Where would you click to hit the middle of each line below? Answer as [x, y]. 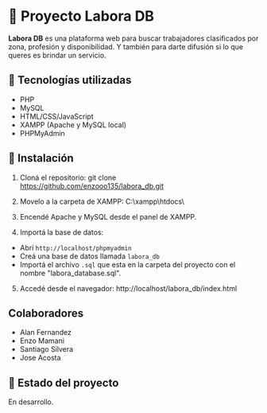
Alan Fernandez [45, 333]
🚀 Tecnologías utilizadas [70, 80]
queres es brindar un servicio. [57, 55]
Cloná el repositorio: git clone [68, 177]
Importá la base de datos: [62, 232]
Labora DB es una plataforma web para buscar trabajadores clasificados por [133, 38]
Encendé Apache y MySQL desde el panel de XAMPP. [108, 216]
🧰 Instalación [41, 158]
